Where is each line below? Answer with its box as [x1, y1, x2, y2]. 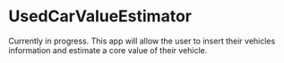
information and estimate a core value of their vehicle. [8, 44, 208, 55]
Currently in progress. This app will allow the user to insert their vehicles [8, 35, 276, 46]
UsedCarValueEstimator [8, 6, 192, 27]
